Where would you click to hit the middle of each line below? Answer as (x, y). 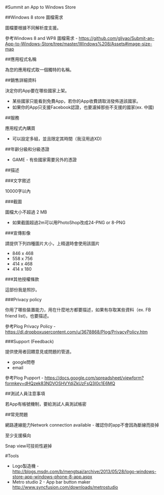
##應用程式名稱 (21, 59)
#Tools (12, 456)
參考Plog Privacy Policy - (30, 326)
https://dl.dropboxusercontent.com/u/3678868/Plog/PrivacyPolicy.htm (77, 332)
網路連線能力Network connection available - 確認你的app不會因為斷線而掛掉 (82, 425)
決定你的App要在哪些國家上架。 (37, 90)
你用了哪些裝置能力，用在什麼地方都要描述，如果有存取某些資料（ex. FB (78, 310)
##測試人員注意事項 (25, 393)
